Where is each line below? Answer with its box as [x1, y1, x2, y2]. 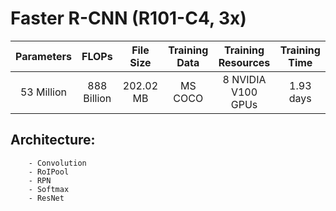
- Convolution [28, 158, 87, 168]
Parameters [15, 49, 72, 63]
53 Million [19, 85, 67, 99]
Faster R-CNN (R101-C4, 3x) [10, 7, 247, 30]
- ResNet [28, 193, 65, 203]
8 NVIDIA [222, 72, 267, 86]
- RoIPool [28, 167, 70, 177]
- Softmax [28, 184, 70, 194]
